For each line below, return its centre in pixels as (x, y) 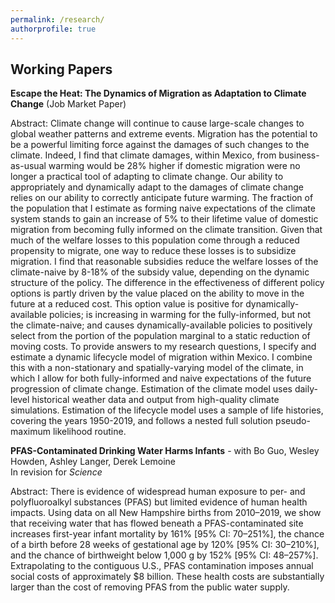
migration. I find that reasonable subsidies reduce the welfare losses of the (164, 262)
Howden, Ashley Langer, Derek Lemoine (93, 462)
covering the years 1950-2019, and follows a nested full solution (142, 421)
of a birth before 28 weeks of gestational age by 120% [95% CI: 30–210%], (165, 545)
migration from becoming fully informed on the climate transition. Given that (166, 230)
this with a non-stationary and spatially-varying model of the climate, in (157, 368)
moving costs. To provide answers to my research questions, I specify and (163, 347)
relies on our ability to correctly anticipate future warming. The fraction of (162, 198)
